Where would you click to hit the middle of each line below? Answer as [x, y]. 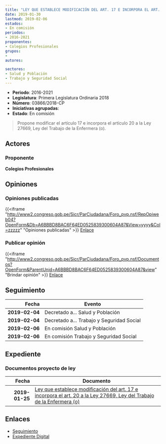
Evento [93, 304]
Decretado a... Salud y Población [82, 312]
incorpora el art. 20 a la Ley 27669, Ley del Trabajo [94, 396]
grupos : [13, 51]
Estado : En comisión [33, 113]
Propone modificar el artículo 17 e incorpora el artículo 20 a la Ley [84, 123]
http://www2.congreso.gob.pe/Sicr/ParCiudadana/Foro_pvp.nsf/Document [83, 259]
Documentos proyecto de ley [41, 368]
